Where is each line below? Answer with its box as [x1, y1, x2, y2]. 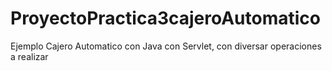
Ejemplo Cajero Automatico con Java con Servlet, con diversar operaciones [10, 40, 322, 52]
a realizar [10, 50, 49, 62]
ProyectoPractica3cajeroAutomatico [10, 7, 322, 30]
